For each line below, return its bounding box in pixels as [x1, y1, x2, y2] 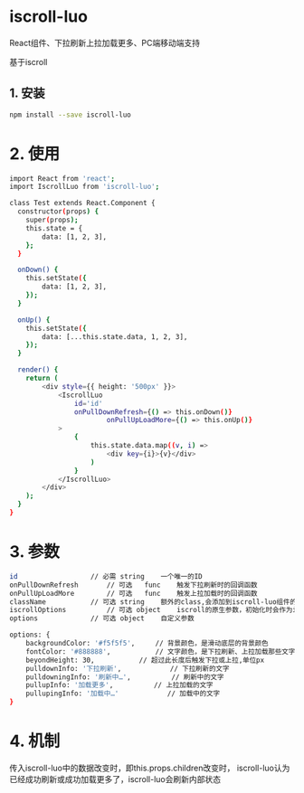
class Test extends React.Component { [9, 199, 156, 208]
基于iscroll [9, 56, 48, 67]
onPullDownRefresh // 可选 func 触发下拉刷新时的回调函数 [9, 581, 258, 590]
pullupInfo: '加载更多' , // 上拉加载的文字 [25, 681, 214, 690]
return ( [25, 373, 59, 383]
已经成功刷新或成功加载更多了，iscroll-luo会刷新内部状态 [9, 773, 222, 784]
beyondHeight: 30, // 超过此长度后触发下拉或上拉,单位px [25, 656, 265, 665]
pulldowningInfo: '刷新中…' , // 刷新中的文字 [25, 672, 224, 682]
